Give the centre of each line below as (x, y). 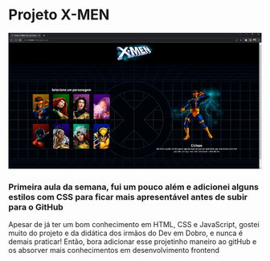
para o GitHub (36, 207)
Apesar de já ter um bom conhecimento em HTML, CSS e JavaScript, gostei (134, 225)
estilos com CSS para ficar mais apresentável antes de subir (128, 197)
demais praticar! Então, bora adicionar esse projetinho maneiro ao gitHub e (133, 242)
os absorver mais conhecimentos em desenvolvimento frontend (114, 251)
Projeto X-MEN (59, 15)
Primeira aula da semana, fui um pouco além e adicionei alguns (134, 187)
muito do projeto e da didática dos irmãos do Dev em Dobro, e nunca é (126, 233)
